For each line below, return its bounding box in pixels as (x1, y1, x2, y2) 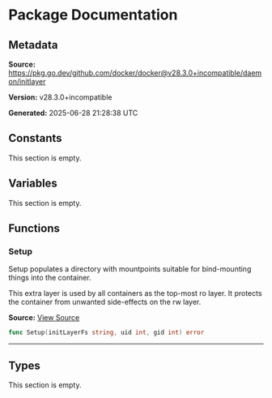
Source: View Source (8, 313, 80, 323)
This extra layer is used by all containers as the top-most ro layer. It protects (8, 289, 262, 298)
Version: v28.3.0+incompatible (8, 92, 113, 102)
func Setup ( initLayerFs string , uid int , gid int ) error (8, 328, 205, 337)
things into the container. (8, 273, 91, 283)
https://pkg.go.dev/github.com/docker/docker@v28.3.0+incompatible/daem (8, 68, 262, 78)
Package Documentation (8, 6, 178, 24)
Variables (8, 177, 58, 190)
